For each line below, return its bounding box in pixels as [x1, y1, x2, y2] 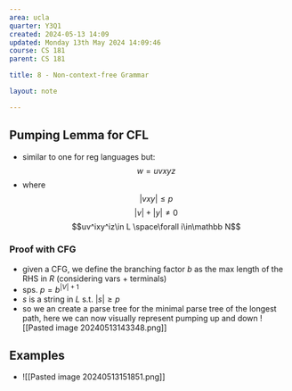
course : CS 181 [9, 46, 66, 55]
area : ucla [9, 12, 50, 22]
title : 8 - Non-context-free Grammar [9, 71, 150, 80]
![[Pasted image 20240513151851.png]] [21, 371, 166, 382]
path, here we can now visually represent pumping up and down [21, 312, 258, 323]
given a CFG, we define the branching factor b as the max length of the [21, 263, 283, 274]
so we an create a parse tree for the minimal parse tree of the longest [21, 303, 278, 313]
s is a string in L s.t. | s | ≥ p [21, 294, 120, 304]
